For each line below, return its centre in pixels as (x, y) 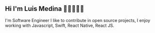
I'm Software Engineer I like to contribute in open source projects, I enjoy (78, 20)
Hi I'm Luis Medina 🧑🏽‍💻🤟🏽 (45, 9)
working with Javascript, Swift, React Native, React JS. (60, 25)
